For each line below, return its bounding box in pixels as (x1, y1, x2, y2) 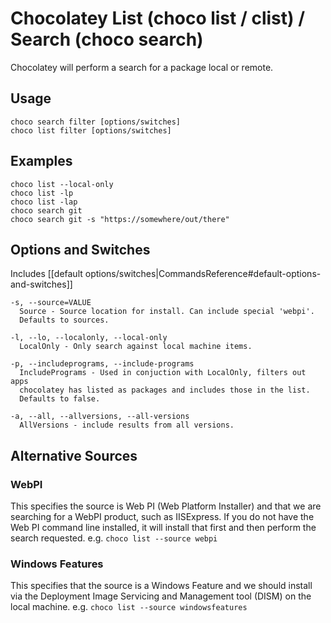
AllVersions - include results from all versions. (19, 420, 235, 431)
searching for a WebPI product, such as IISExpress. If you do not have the (10, 511, 315, 523)
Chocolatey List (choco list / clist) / (10, 7, 306, 30)
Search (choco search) (10, 28, 204, 51)
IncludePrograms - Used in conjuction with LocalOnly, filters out (19, 368, 307, 378)
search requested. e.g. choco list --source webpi (10, 532, 218, 544)
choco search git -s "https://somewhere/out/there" (10, 214, 230, 224)
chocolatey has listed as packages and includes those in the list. (19, 385, 311, 396)
